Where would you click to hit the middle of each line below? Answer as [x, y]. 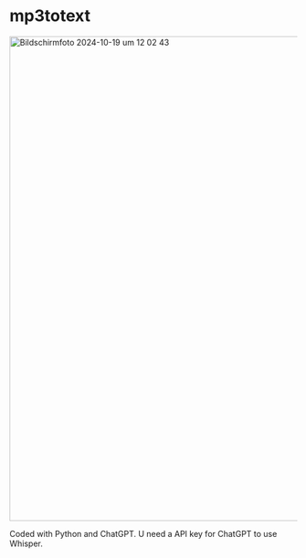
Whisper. [26, 543]
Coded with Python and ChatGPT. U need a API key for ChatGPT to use [143, 533]
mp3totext [50, 16]
